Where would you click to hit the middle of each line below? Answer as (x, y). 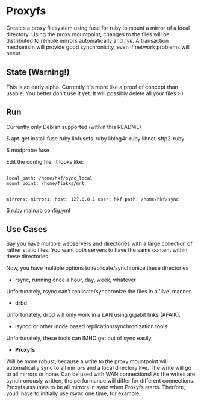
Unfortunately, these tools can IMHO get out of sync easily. (79, 338)
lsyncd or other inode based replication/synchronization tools (91, 326)
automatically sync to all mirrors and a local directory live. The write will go (99, 368)
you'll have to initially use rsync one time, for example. (73, 393)
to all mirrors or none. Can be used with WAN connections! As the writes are (101, 374)
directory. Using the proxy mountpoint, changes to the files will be (88, 34)
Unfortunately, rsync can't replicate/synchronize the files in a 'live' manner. (99, 292)
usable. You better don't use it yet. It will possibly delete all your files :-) (95, 93)
